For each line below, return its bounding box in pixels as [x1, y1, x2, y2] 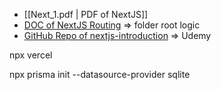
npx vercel [9, 49, 53, 61]
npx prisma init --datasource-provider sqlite [9, 69, 191, 80]
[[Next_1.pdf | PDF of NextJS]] [23, 9, 149, 20]
